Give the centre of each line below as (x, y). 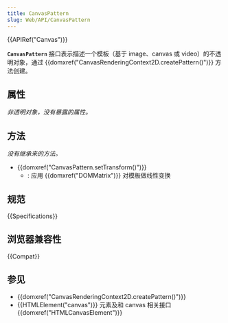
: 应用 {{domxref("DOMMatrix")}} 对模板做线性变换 (99, 176)
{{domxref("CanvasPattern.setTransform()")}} (82, 167)
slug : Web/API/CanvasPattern (49, 20)
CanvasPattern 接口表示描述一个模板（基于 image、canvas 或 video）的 (108, 53)
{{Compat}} (23, 256)
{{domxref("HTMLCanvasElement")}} (70, 312)
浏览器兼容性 (34, 240)
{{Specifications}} (33, 216)
